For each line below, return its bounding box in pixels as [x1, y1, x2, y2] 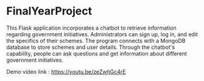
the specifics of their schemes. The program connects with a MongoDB [6, 37, 186, 44]
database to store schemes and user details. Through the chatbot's [6, 44, 175, 51]
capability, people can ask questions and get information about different [6, 50, 188, 57]
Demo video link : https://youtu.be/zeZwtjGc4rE [6, 68, 126, 75]
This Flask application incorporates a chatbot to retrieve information [6, 24, 177, 31]
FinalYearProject [6, 4, 93, 18]
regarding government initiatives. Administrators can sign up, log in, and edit [6, 30, 198, 37]
